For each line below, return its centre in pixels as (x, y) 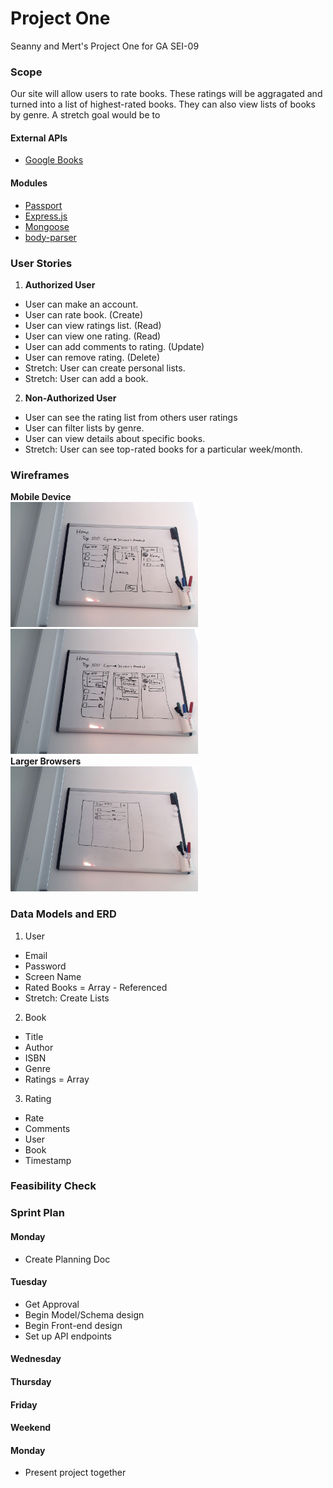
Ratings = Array (57, 1079)
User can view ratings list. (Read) (93, 325)
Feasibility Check (53, 1186)
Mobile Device (41, 497)
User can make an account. (81, 304)
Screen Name (53, 976)
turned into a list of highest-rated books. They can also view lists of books (163, 104)
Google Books (54, 160)
